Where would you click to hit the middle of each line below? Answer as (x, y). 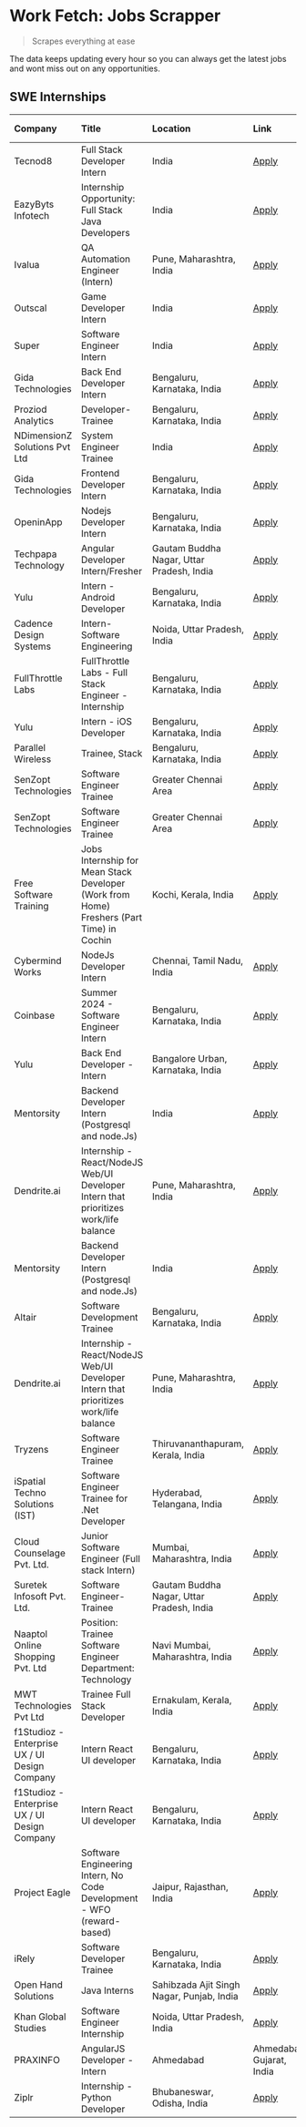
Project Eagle (42, 1892)
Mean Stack (106, 871)
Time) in (98, 929)
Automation (106, 259)
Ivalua (27, 264)
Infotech (32, 215)
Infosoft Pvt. (40, 1596)
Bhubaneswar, (183, 2091)
